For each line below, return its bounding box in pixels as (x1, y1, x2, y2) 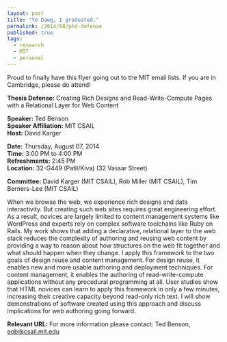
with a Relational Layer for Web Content (7, 101, 119, 109)
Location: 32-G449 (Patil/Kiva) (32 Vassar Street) (7, 163, 148, 172)
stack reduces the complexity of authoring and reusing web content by (7, 234, 207, 242)
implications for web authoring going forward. (7, 306, 136, 315)
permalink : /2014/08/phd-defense (7, 23, 103, 29)
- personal (13, 55, 44, 62)
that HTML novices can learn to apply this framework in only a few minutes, (7, 285, 220, 293)
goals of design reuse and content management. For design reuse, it (7, 256, 200, 264)
